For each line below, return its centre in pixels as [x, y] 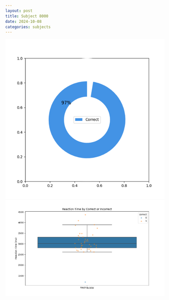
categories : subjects [28, 27]
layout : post [19, 11]
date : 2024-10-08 [24, 21]
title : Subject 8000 [27, 16]
